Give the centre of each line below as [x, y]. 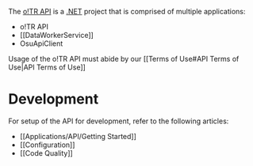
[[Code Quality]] [46, 153]
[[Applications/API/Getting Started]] [78, 136]
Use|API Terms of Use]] [47, 67]
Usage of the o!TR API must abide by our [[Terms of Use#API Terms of [124, 59]
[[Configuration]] [47, 145]
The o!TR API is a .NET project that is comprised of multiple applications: [127, 11]
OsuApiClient [41, 43]
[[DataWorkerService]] [56, 35]
